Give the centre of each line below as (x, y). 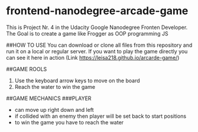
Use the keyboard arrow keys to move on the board (77, 81)
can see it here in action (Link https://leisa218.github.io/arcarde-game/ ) (93, 57)
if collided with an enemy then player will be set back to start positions (100, 116)
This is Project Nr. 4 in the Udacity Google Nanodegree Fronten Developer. (97, 27)
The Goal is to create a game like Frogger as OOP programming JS (87, 33)
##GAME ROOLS (27, 69)
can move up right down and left (54, 110)
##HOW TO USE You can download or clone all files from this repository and (99, 45)
